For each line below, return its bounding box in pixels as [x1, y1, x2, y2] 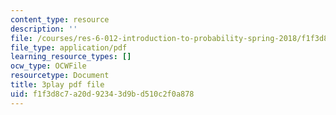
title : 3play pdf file [10, 80, 105, 90]
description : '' [10, 24, 78, 34]
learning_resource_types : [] [10, 52, 132, 62]
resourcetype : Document [10, 71, 110, 81]
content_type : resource [10, 14, 110, 25]
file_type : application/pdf [10, 42, 128, 53]
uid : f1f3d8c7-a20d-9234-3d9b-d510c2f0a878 [10, 89, 195, 99]
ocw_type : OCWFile [10, 61, 87, 71]
